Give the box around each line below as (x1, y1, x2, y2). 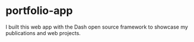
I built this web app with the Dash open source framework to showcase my (5, 23, 188, 30)
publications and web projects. (5, 29, 81, 36)
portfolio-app (5, 4, 73, 17)
